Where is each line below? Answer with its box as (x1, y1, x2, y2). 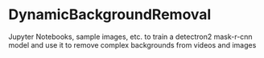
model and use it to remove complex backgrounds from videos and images (8, 40, 257, 49)
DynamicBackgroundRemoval (8, 6, 212, 24)
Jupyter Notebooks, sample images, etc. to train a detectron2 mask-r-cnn (8, 32, 253, 41)
